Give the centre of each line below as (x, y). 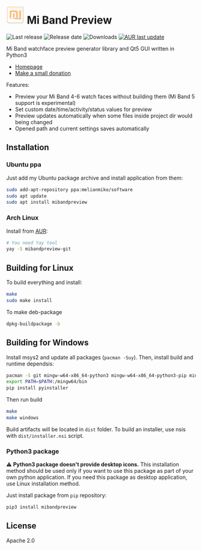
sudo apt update (26, 196)
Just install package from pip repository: (57, 495)
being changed (34, 122)
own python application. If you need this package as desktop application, (97, 477)
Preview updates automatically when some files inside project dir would (104, 115)
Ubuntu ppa (24, 165)
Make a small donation (43, 73)
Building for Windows (47, 343)
